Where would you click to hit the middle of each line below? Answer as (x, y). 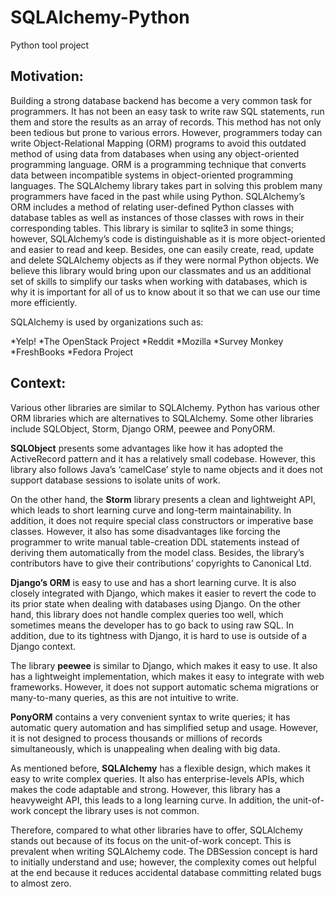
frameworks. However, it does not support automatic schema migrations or (165, 687)
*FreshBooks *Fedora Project (72, 352)
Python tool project (50, 45)
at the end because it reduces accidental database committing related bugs (166, 872)
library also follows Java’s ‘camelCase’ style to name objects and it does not (166, 469)
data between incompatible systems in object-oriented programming (152, 175)
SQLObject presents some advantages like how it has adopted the (147, 448)
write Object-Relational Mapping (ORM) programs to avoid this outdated (158, 143)
